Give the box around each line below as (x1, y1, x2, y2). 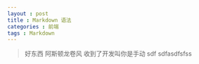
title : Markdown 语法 (7, 17, 72, 24)
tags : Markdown (7, 29, 55, 37)
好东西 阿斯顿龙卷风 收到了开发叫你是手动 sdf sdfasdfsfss (24, 49, 192, 58)
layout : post (7, 10, 49, 17)
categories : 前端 (7, 23, 59, 30)
